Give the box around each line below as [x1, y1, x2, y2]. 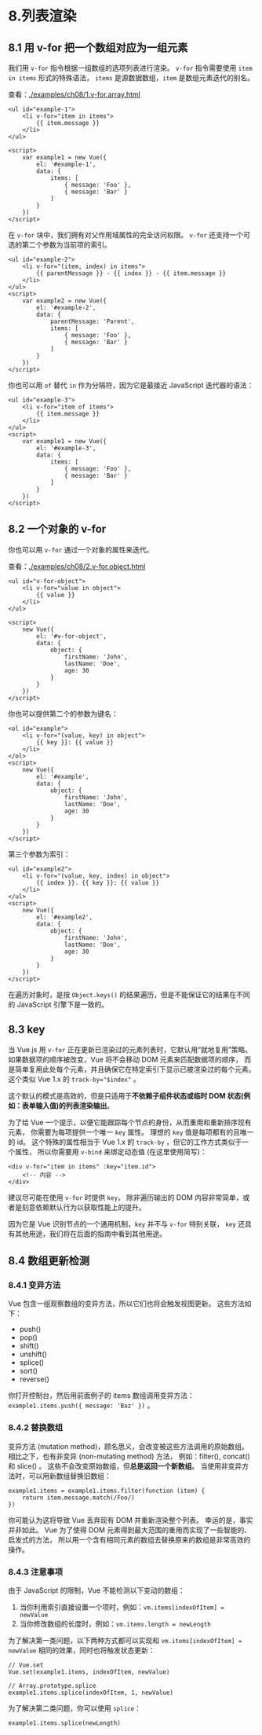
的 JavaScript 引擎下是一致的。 [8, 1000, 109, 1009]
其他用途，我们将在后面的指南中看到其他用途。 [14, 1229, 166, 1238]
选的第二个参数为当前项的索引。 [8, 240, 111, 249]
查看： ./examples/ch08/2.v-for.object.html [8, 561, 146, 570]
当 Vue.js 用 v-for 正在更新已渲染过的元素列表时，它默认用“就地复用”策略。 [8, 1044, 253, 1054]
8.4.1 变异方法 [8, 1279, 61, 1290]
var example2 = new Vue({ [22, 297, 107, 305]
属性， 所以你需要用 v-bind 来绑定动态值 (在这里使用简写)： [14, 1146, 207, 1156]
